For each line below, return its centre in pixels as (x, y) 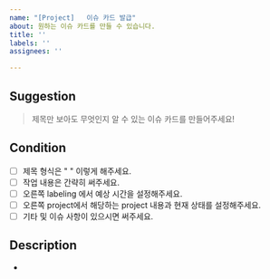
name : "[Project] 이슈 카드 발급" (73, 18)
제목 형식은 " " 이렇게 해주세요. (77, 171)
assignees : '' (36, 52)
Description (43, 245)
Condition (38, 148)
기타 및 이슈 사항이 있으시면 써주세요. (88, 216)
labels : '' (30, 43)
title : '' (28, 34)
